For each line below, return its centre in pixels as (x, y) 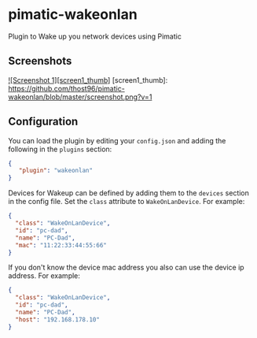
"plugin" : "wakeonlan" (55, 171)
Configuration (43, 122)
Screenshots (40, 61)
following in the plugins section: (60, 149)
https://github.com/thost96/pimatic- (67, 88)
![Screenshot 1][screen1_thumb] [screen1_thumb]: (88, 80)
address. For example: (44, 276)
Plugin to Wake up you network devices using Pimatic (95, 36)
